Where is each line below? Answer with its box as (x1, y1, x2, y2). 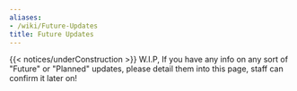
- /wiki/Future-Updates (9, 21, 99, 30)
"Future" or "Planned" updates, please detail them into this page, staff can (9, 63, 284, 74)
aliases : (9, 12, 42, 22)
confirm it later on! (9, 73, 78, 84)
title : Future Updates (9, 29, 94, 38)
